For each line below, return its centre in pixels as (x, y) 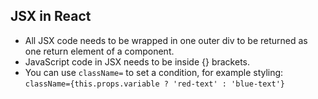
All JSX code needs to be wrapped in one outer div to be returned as (166, 40)
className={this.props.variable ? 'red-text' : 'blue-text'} (155, 84)
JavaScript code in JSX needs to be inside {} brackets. (137, 61)
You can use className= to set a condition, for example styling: (154, 72)
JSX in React (51, 16)
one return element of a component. (99, 51)
